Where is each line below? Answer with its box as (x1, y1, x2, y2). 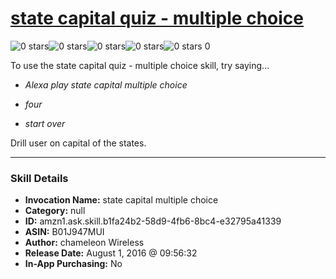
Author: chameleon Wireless (24, 237, 145, 249)
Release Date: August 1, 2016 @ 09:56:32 (24, 247, 198, 259)
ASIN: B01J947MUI (24, 226, 105, 238)
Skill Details (10, 171, 69, 185)
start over (24, 117, 66, 129)
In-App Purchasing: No (24, 258, 123, 270)
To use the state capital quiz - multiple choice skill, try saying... (10, 59, 270, 71)
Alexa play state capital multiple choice (24, 78, 188, 91)
